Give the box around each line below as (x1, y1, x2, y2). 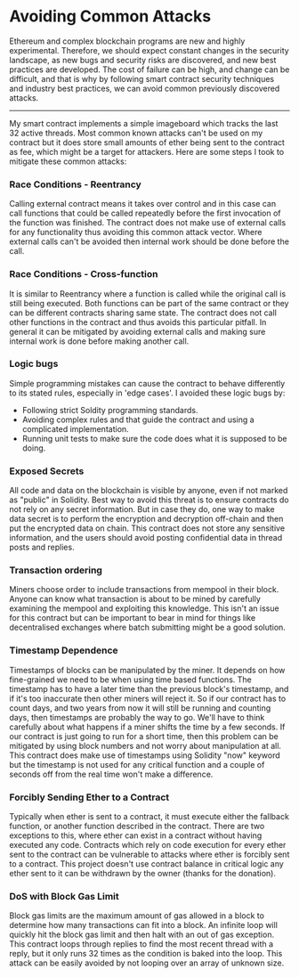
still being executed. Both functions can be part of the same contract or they (9, 297, 289, 308)
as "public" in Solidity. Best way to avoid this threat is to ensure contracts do (9, 494, 289, 505)
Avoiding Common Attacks (9, 6, 212, 27)
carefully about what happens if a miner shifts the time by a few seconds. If (9, 721, 286, 732)
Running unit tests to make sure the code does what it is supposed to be (21, 433, 287, 444)
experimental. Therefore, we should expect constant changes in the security (9, 45, 289, 55)
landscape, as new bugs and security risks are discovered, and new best (9, 54, 277, 65)
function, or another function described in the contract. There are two (9, 821, 265, 832)
